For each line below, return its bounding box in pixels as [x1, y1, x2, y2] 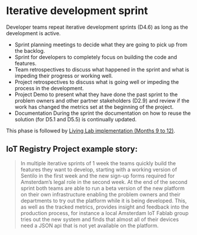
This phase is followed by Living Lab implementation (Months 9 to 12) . [6, 127, 175, 134]
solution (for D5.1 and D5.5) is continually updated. [14, 115, 137, 122]
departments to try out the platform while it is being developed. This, [20, 197, 187, 204]
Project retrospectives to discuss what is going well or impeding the [14, 78, 179, 86]
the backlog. [14, 47, 45, 54]
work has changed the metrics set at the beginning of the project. [14, 103, 174, 110]
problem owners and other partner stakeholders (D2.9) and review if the [14, 97, 190, 104]
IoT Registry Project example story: [6, 144, 138, 154]
